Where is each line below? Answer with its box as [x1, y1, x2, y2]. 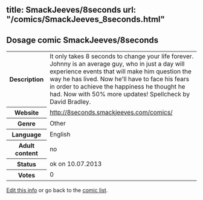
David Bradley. [49, 98, 91, 106]
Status [17, 160, 36, 168]
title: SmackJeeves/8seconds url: [6, 5, 137, 15]
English [49, 130, 71, 138]
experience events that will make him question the [49, 67, 192, 76]
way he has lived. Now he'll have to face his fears [49, 75, 189, 84]
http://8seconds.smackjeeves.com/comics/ [49, 108, 173, 116]
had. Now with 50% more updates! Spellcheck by [49, 90, 190, 99]
